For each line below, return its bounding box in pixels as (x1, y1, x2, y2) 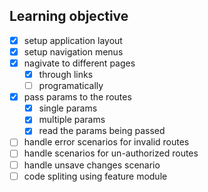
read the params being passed (38, 125, 166, 137)
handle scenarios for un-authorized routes (23, 147, 199, 159)
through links (38, 69, 94, 80)
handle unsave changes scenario (23, 159, 161, 171)
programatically (38, 80, 104, 92)
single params (38, 102, 98, 114)
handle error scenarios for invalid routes (23, 136, 190, 148)
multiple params (38, 114, 106, 126)
